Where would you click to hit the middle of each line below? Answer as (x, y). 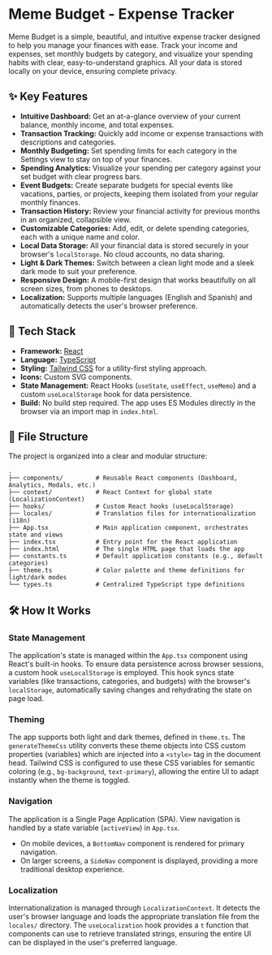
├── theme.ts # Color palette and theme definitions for (127, 570)
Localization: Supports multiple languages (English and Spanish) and (136, 297)
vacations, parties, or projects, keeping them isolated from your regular (139, 194)
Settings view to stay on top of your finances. (96, 159)
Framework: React (52, 351)
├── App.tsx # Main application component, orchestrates (129, 528)
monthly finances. (50, 202)
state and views (36, 535)
